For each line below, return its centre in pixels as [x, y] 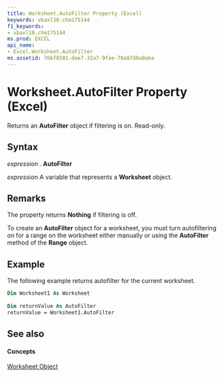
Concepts [21, 351]
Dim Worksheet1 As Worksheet [49, 293]
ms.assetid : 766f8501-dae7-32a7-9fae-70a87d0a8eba [81, 58]
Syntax [23, 147]
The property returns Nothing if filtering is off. [72, 215]
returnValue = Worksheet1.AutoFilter [61, 313]
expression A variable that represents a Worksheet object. [90, 177]
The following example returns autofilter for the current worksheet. [101, 281]
